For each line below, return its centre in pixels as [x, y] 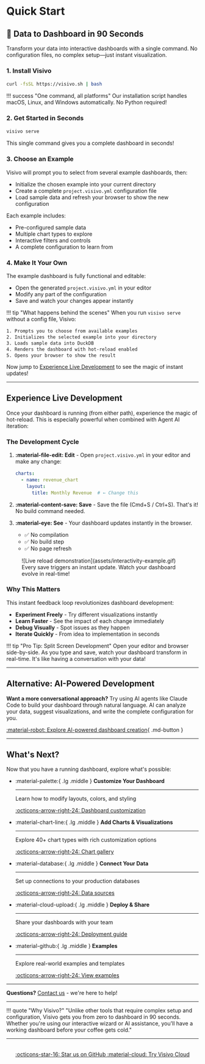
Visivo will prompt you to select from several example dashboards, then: [97, 172]
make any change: [38, 462]
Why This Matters [34, 589]
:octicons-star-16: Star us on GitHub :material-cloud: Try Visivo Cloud [103, 1054]
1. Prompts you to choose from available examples [72, 331]
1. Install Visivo [29, 70]
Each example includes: [36, 216]
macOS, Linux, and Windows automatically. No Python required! [87, 103]
